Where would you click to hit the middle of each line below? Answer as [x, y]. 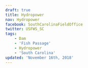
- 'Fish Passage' [33, 43]
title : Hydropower [25, 15]
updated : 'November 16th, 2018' [39, 58]
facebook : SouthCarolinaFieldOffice [44, 24]
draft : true [18, 10]
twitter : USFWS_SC [25, 29]
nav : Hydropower [22, 19]
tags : [11, 34]
